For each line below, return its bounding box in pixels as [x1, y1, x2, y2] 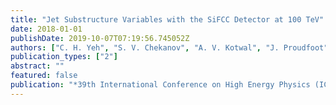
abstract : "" [10, 61, 65, 71]
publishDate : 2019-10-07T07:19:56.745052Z [10, 33, 190, 43]
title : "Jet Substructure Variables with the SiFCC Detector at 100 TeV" [10, 14, 325, 25]
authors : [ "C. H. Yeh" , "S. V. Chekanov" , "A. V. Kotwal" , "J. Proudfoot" [10, 42, 329, 53]
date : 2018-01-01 [10, 24, 83, 34]
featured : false [10, 71, 78, 81]
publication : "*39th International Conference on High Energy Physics [10, 80, 311, 90]
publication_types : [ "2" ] [10, 52, 118, 62]
